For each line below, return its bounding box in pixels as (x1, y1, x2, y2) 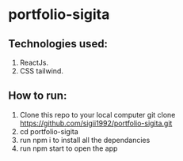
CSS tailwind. (19, 66, 63, 76)
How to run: (8, 89, 67, 103)
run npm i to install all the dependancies (19, 135, 151, 144)
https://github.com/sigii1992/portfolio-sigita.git (19, 118, 173, 128)
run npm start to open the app (19, 144, 118, 153)
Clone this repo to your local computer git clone (19, 110, 176, 119)
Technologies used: (8, 37, 109, 51)
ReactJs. (19, 58, 49, 67)
